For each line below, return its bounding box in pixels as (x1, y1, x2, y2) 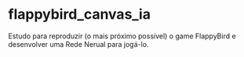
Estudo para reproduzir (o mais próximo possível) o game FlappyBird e (8, 31, 237, 41)
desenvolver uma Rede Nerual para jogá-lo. (8, 39, 149, 48)
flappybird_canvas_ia (8, 5, 151, 23)
